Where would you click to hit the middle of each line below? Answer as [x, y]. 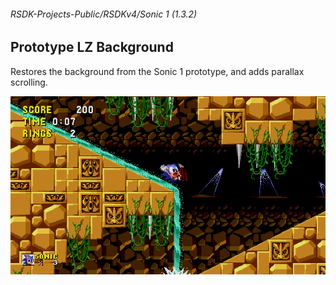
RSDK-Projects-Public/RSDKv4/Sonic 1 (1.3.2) [104, 14]
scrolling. [29, 82]
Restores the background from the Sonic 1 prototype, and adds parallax [157, 71]
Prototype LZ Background [92, 47]
